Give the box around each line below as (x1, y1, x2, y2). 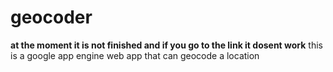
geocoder (10, 6, 93, 29)
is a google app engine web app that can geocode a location (10, 49, 260, 61)
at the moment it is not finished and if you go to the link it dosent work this (10, 39, 323, 51)
